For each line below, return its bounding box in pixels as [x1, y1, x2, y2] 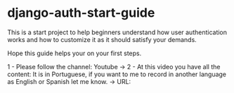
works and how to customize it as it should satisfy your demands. [7, 35, 197, 43]
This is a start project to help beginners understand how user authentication [7, 28, 227, 36]
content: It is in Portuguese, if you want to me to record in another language [7, 70, 227, 78]
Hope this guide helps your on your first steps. [7, 49, 142, 57]
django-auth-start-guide [7, 5, 155, 21]
